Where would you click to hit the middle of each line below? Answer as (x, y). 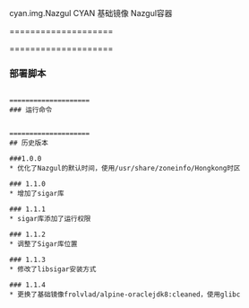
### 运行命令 (31, 110)
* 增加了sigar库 (37, 194)
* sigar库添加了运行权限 (50, 219)
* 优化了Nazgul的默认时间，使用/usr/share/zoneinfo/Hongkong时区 (125, 169)
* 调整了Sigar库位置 (43, 244)
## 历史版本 (29, 143)
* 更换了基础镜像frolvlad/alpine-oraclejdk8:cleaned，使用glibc (125, 295)
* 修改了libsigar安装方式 (53, 269)
